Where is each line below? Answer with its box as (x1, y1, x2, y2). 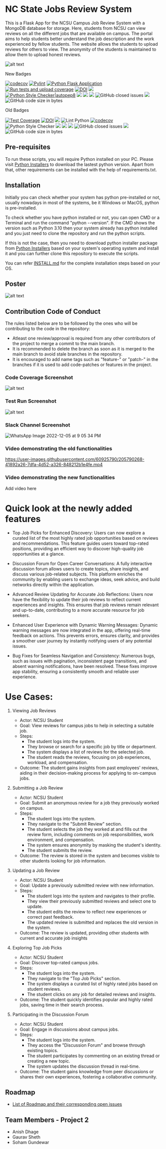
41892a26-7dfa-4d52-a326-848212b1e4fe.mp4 (5, 462, 103, 468)
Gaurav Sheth (12, 1134, 41, 1140)
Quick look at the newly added (5, 503, 132, 514)
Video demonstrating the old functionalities (5, 445, 112, 452)
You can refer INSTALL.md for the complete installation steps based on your (5, 260, 161, 266)
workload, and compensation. (27, 759, 88, 765)
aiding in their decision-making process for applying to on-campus (19, 770, 156, 776)
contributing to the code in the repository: (5, 326, 91, 332)
